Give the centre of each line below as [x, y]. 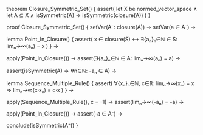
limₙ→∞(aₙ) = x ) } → [33, 46]
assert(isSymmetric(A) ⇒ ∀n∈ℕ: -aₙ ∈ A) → [62, 71]
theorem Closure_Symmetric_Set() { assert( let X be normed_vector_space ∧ [102, 9]
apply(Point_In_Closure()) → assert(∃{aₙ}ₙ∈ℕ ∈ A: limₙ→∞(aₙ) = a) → [93, 58]
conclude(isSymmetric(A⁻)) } [42, 125]
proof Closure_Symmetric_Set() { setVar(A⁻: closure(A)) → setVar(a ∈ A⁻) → [101, 27]
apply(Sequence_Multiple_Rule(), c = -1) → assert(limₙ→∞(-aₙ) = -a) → [95, 102]
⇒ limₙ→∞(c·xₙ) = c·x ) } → [40, 90]
